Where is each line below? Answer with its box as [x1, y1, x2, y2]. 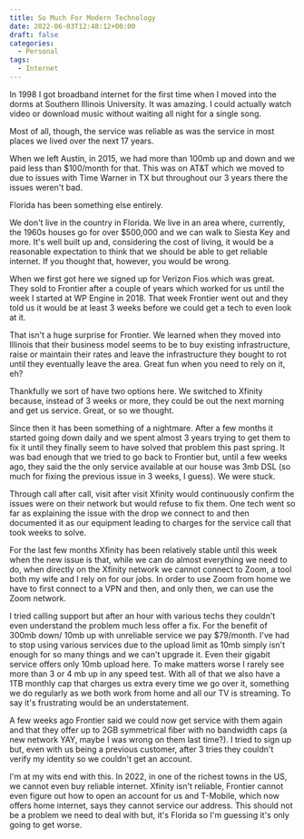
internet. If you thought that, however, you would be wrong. [9, 255, 231, 266]
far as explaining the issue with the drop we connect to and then [9, 508, 250, 518]
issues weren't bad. [9, 182, 83, 192]
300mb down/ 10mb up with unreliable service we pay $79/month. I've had [9, 629, 290, 640]
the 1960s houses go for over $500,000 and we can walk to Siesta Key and [9, 226, 290, 237]
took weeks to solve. [9, 527, 87, 538]
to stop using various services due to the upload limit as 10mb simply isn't [9, 639, 286, 650]
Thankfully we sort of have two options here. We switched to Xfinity [9, 385, 263, 396]
